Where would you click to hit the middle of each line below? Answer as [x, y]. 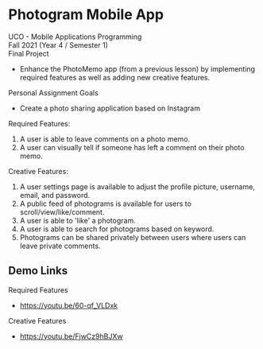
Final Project [29, 53]
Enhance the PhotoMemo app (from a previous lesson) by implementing [137, 68]
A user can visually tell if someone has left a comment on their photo [132, 147]
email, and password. [55, 195]
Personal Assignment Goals [54, 92]
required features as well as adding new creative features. [115, 77]
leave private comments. [60, 246]
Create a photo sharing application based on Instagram [110, 108]
